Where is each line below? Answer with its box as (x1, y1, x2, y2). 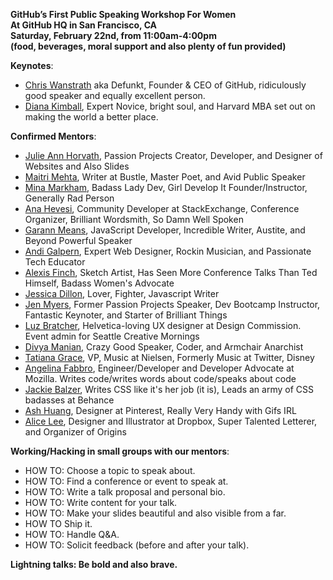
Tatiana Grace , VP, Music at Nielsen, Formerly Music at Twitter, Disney (24, 352, 315, 363)
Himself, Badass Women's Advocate (24, 277, 175, 289)
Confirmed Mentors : (10, 130, 97, 142)
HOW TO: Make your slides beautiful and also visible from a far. (24, 507, 287, 519)
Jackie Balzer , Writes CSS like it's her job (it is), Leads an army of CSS (24, 384, 315, 395)
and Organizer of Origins (24, 426, 127, 438)
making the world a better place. (24, 111, 159, 123)
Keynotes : (10, 60, 54, 71)
